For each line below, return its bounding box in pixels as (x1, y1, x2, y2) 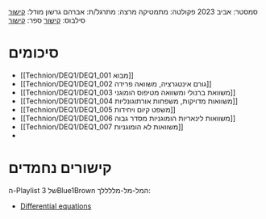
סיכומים (8, 44, 59, 62)
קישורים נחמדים (8, 159, 112, 177)
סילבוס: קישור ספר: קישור (8, 15, 86, 25)
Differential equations (19, 201, 92, 211)
